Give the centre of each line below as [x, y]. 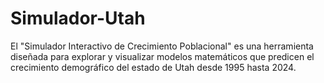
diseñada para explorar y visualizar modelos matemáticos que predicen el [162, 56]
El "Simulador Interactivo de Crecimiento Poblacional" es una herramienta [162, 46]
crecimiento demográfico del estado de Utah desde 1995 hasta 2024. [153, 67]
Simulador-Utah [78, 18]
